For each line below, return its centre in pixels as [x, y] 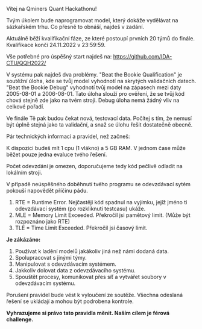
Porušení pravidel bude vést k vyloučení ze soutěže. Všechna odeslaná [94, 295]
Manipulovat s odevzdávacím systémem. [65, 264]
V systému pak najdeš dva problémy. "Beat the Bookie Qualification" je [94, 74]
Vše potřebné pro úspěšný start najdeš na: [59, 56]
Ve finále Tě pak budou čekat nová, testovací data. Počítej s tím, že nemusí [99, 118]
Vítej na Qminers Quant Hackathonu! [52, 9]
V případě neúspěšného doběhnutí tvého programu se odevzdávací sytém [99, 184]
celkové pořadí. [25, 107]
